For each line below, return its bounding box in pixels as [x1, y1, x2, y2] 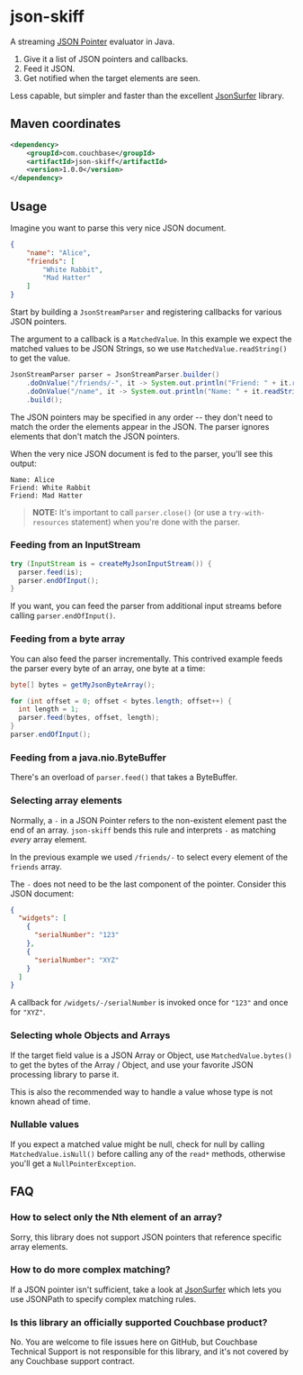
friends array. [10, 861, 62, 871]
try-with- [228, 508, 265, 517]
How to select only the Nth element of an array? [10, 1211, 223, 1224]
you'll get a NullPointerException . [10, 1158, 137, 1169]
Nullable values [10, 1118, 80, 1131]
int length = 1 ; [18, 705, 79, 714]
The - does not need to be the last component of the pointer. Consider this [10, 879, 287, 889]
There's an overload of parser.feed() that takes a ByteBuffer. [10, 772, 237, 783]
